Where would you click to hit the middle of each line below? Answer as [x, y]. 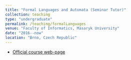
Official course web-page [39, 52]
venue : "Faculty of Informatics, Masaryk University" [62, 28]
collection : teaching [28, 14]
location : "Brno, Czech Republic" [41, 38]
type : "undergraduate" [29, 19]
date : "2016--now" [24, 33]
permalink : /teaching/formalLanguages [45, 24]
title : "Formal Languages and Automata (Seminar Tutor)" [66, 10]
